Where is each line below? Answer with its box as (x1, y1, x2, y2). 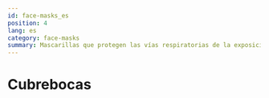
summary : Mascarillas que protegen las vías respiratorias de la (7, 41, 230, 49)
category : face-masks (7, 33, 80, 42)
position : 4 (7, 19, 47, 27)
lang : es (7, 26, 37, 34)
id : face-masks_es (7, 11, 69, 20)
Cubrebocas (7, 76, 92, 94)
